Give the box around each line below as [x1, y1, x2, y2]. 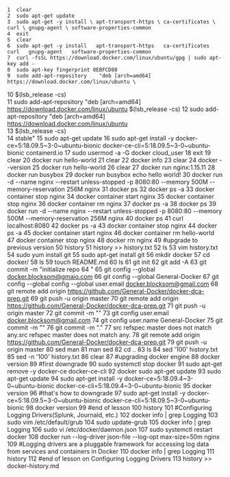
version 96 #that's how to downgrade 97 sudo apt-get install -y [7, 389, 186, 397]
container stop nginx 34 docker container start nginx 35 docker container [7, 193, 214, 200]
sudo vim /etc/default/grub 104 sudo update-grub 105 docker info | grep [7, 418, 211, 426]
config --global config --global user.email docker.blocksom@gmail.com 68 [7, 280, 219, 288]
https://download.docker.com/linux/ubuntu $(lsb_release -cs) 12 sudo [7, 105, 204, 113]
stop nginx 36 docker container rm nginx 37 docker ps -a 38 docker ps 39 [7, 199, 217, 208]
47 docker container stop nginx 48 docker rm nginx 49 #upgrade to [7, 236, 199, 244]
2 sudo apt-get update [7, 12, 75, 19]
